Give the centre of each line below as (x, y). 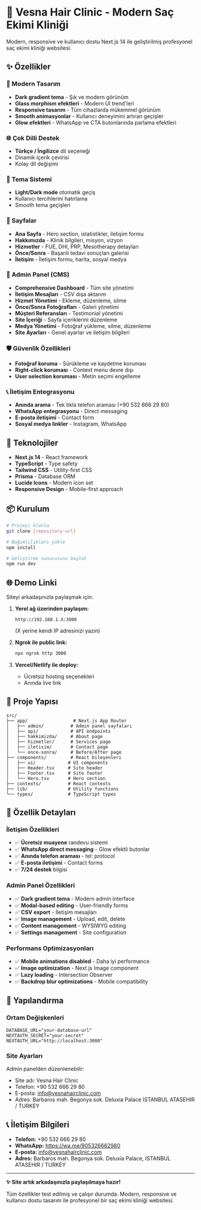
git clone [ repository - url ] (41, 531)
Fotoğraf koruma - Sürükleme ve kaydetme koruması (80, 364)
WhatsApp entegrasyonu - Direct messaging (71, 411)
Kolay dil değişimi (36, 164)
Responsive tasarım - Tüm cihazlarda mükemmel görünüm (88, 110)
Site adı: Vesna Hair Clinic (47, 1080)
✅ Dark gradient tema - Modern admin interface (74, 898)
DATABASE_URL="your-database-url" (49, 1030)
